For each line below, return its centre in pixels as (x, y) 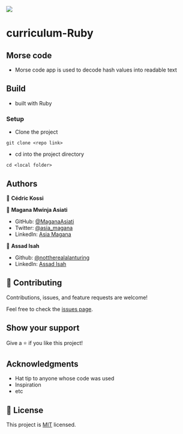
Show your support (43, 328)
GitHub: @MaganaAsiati (44, 221)
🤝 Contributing (34, 283)
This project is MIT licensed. (41, 425)
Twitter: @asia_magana (44, 228)
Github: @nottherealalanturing (52, 257)
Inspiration (28, 385)
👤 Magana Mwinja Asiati (37, 209)
